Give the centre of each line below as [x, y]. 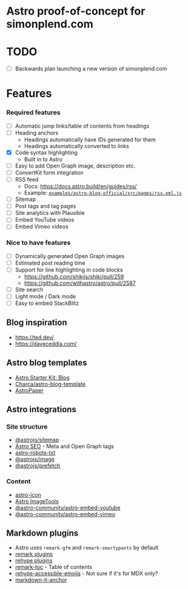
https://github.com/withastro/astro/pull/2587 [80, 283]
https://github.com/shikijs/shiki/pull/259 [74, 276]
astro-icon [28, 495]
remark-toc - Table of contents [54, 567]
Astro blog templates [47, 363]
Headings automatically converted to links [76, 146]
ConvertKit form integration [49, 172]
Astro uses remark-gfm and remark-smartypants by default [87, 548]
